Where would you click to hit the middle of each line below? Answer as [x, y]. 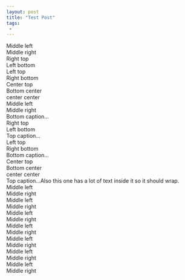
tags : [13, 23]
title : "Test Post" [31, 18]
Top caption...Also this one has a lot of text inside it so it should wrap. [93, 181]
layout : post [23, 12]
